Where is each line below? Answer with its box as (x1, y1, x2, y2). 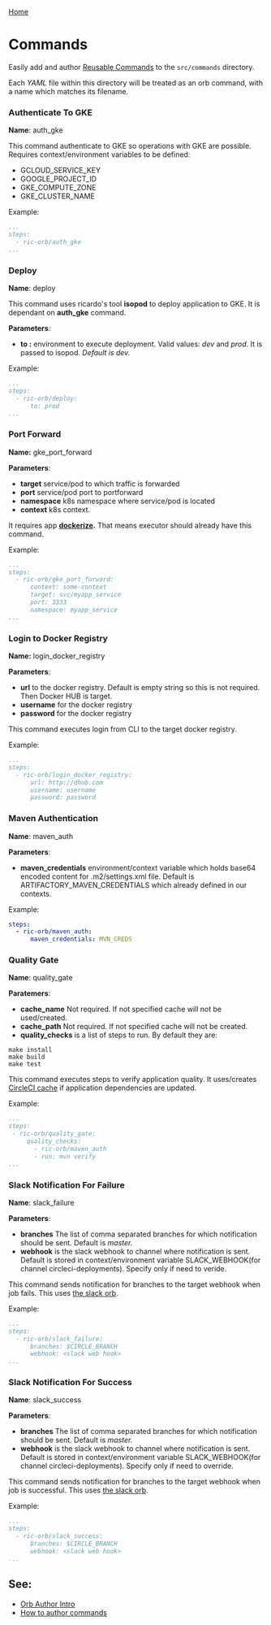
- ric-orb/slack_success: (15, 1532, 104, 1540)
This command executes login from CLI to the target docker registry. (8, 724, 237, 734)
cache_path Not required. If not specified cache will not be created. (19, 1022, 248, 1032)
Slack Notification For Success (8, 1377, 132, 1388)
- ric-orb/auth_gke (15, 237, 82, 246)
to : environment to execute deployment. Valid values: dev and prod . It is (19, 339, 263, 349)
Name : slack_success (8, 1395, 82, 1405)
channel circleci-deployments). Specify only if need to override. (19, 1461, 234, 1471)
